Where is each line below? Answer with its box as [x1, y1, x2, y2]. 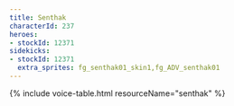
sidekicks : [9, 47, 51, 56]
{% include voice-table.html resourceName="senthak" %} [9, 87, 226, 99]
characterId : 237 [9, 22, 75, 31]
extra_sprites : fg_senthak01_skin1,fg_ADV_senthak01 [17, 64, 220, 73]
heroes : [9, 30, 39, 39]
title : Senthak [9, 13, 67, 22]
